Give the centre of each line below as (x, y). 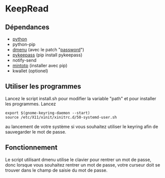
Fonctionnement (31, 148)
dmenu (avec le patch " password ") (48, 50)
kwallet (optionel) (30, 71)
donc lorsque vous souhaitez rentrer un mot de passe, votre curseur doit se (83, 165)
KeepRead (27, 9)
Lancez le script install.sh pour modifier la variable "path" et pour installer (81, 98)
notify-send (24, 60)
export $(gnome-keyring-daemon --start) (48, 113)
